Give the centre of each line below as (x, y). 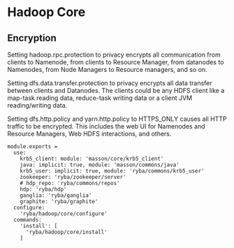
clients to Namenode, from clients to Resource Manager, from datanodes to (116, 62)
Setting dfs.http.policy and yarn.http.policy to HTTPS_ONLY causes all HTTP (117, 119)
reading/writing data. (37, 105)
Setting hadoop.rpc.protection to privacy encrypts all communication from (114, 54)
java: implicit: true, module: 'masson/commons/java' (100, 165)
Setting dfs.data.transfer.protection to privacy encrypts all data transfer (110, 83)
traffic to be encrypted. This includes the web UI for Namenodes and (106, 126)
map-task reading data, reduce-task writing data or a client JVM (100, 98)
